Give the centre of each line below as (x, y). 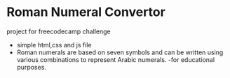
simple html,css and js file (54, 45)
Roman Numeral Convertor (86, 12)
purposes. (32, 67)
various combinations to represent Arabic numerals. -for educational (116, 59)
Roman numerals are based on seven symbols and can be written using (120, 52)
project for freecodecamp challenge (59, 31)
